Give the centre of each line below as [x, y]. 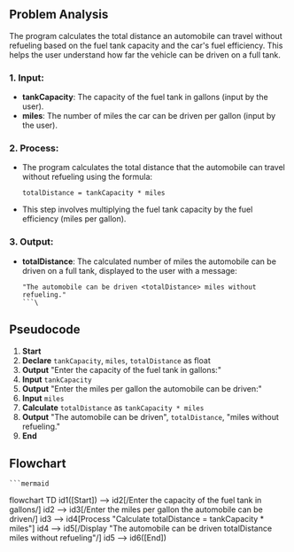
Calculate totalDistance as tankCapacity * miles [113, 408]
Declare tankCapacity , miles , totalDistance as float [116, 360]
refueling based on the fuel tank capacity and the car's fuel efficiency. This [146, 45]
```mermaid [29, 484]
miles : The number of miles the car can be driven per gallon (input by [149, 116]
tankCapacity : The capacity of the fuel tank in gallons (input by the [145, 97]
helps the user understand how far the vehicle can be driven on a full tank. [145, 54]
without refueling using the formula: [87, 177]
